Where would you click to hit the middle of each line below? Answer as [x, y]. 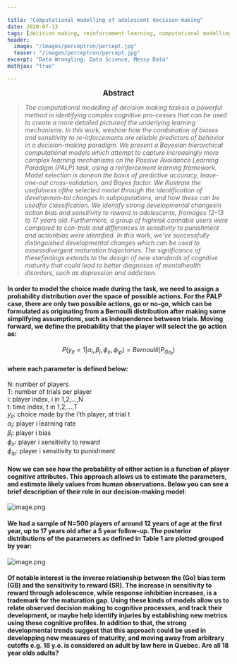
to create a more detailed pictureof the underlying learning [110, 122]
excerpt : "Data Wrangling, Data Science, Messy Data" [88, 60]
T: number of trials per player [50, 392]
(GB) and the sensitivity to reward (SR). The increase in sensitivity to [110, 586]
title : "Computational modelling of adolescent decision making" [105, 20]
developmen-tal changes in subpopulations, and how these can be [122, 197]
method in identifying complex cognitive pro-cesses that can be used [126, 115]
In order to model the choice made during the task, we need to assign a [113, 289]
